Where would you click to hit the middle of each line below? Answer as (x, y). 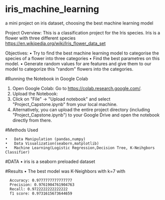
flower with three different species (40, 38)
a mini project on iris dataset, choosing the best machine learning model (79, 23)
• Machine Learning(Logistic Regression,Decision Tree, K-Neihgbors (80, 148)
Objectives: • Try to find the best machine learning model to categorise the (82, 53)
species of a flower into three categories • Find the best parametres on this (82, 58)
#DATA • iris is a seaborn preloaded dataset (50, 161)
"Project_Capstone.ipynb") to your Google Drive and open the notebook (86, 115)
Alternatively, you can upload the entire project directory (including (81, 109)
